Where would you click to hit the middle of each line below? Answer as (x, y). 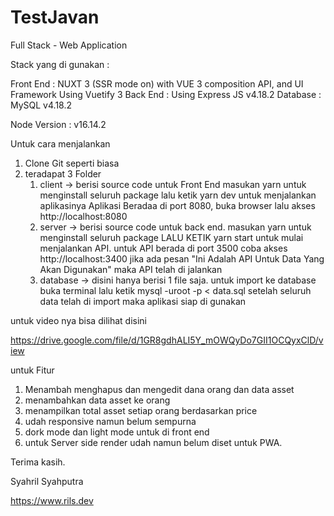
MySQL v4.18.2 (41, 105)
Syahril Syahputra (47, 481)
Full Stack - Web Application (69, 45)
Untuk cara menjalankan (60, 143)
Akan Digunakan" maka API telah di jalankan (131, 269)
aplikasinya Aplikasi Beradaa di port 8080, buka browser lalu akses (177, 205)
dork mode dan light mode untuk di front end (117, 432)
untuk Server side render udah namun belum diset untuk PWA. (153, 442)
